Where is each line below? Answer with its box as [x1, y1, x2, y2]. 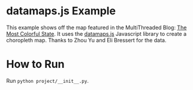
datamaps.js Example [6, 4, 116, 18]
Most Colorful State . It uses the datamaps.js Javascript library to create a [6, 30, 187, 37]
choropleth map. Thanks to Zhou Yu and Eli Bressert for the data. [6, 36, 167, 44]
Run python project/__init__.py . [6, 77, 89, 84]
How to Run [6, 58, 65, 71]
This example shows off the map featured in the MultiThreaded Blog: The [6, 24, 187, 31]
